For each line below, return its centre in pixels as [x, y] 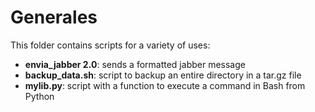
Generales [54, 17]
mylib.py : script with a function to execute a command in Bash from [165, 85]
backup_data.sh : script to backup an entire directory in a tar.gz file [163, 75]
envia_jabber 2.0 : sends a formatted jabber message [135, 64]
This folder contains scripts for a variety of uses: [110, 45]
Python [39, 96]
